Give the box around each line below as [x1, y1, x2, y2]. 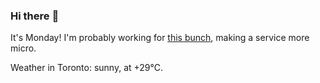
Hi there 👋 [10, 9, 60, 23]
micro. [10, 42, 37, 54]
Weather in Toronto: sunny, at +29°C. [10, 62, 164, 74]
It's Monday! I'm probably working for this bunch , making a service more [10, 32, 310, 44]
